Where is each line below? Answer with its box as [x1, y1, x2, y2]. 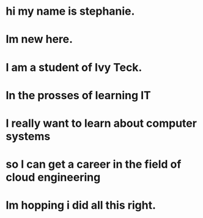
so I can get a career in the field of [6, 157, 182, 171]
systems [6, 129, 51, 143]
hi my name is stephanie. [6, 4, 135, 18]
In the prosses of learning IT [6, 88, 151, 102]
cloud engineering [6, 170, 101, 184]
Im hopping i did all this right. [6, 198, 157, 212]
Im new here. [6, 32, 73, 47]
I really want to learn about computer [6, 116, 197, 130]
